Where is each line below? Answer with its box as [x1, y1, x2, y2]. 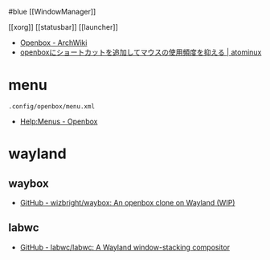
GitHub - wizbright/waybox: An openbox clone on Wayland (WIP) [19, 197, 235, 207]
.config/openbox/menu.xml [8, 102, 95, 111]
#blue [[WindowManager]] [8, 7, 96, 16]
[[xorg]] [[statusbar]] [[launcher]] [8, 22, 118, 31]
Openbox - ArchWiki [19, 38, 88, 47]
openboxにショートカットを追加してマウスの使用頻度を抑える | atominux [19, 47, 262, 57]
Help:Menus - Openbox [19, 116, 98, 126]
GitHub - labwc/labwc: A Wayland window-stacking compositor [19, 242, 231, 252]
